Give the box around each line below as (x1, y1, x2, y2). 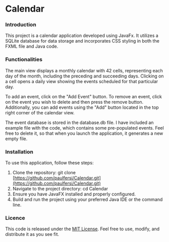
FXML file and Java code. (5, 44, 59, 50)
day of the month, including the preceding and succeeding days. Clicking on (5, 73, 164, 79)
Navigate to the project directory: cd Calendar (12, 186, 108, 192)
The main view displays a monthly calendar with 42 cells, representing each (5, 67, 163, 73)
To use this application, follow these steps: (5, 160, 94, 166)
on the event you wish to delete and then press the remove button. (5, 99, 144, 105)
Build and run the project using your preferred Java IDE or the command (12, 196, 163, 203)
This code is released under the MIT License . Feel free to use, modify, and (5, 226, 160, 232)
